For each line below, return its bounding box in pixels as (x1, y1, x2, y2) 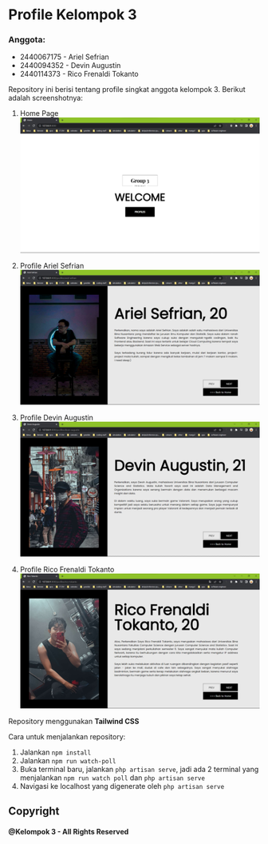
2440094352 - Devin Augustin (19, 61, 121, 70)
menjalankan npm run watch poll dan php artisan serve (19, 773, 206, 782)
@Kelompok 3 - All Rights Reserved (8, 826, 129, 836)
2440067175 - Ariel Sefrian (19, 52, 109, 62)
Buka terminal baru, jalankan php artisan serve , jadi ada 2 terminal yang (19, 764, 259, 774)
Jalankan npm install (19, 747, 92, 757)
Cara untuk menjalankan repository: (8, 731, 126, 741)
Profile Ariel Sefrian (19, 261, 85, 270)
